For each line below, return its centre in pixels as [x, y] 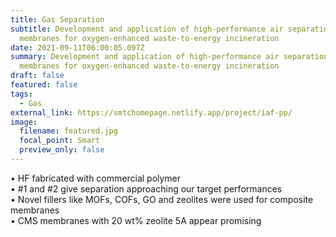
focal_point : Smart [60, 141]
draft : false [37, 76]
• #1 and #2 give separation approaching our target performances [146, 188]
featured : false [44, 85]
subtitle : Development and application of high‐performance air [147, 29]
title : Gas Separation [57, 19]
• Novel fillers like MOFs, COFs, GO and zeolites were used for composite [162, 199]
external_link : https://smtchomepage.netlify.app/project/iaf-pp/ [151, 112]
